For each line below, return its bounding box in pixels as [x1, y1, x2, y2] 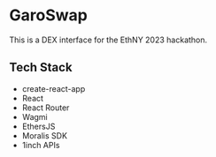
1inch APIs [21, 139, 60, 150]
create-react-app [21, 83, 86, 93]
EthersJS [21, 121, 56, 131]
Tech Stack [9, 60, 73, 75]
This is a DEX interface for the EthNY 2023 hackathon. [9, 34, 208, 45]
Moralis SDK [21, 130, 68, 141]
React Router [21, 102, 70, 113]
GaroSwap [9, 5, 89, 26]
